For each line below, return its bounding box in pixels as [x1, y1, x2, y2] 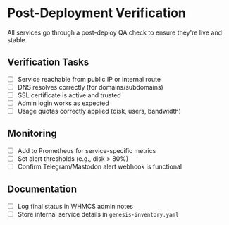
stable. [7, 35, 27, 44]
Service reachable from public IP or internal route [17, 75, 161, 83]
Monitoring [7, 128, 58, 140]
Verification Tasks [7, 56, 89, 68]
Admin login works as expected [17, 99, 109, 107]
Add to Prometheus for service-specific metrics [17, 146, 156, 154]
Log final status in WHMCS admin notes [17, 202, 134, 210]
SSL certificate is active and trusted [17, 90, 121, 99]
